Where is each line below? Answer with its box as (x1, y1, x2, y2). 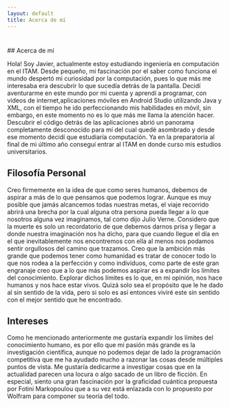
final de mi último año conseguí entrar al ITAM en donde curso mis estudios (7, 140, 222, 148)
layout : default (7, 10, 54, 17)
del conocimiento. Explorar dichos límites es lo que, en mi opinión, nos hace (7, 273, 222, 282)
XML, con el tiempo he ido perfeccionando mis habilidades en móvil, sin (7, 103, 211, 112)
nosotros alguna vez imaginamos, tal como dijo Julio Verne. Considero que (7, 215, 220, 223)
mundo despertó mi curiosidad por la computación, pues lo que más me (7, 74, 211, 83)
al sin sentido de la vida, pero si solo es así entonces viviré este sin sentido (7, 288, 220, 296)
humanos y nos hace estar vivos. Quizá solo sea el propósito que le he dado (7, 280, 224, 289)
